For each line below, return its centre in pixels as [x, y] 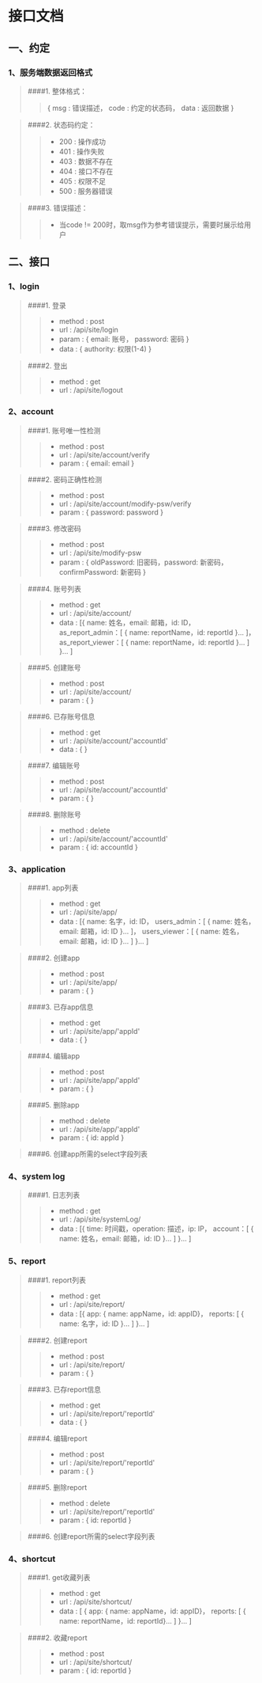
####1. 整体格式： [57, 91]
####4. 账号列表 [54, 589]
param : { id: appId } [92, 1138]
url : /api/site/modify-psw [100, 553]
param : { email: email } [97, 463]
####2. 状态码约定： [61, 124]
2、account [31, 412]
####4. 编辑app [54, 1056]
